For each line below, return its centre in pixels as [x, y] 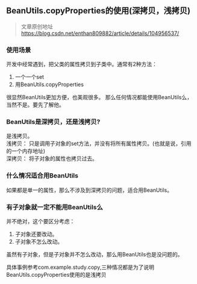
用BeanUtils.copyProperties [49, 85]
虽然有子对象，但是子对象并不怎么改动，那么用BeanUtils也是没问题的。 [95, 254]
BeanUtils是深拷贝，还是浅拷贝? [53, 122]
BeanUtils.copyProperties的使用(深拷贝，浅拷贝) [98, 11]
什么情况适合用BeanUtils [42, 176]
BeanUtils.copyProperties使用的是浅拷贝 [56, 275]
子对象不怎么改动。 [39, 242]
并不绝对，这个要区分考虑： [41, 221]
